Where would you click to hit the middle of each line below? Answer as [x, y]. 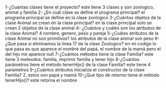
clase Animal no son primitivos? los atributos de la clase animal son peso [80, 38]
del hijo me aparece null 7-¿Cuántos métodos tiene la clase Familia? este [79, 54]
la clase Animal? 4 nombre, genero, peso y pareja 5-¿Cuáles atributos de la [82, 33]
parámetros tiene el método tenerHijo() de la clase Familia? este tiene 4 [78, 64]
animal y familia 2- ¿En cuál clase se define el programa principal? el [75, 12]
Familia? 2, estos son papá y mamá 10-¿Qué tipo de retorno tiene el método [82, 75]
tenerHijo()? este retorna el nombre [41, 80]
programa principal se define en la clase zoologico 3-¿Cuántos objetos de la [83, 17]
